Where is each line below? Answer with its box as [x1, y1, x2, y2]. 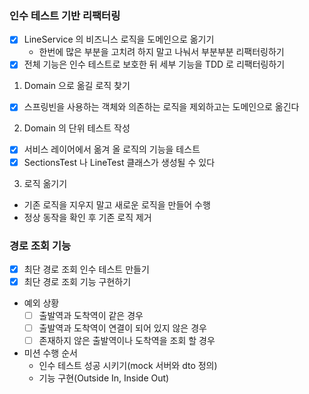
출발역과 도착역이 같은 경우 [38, 310, 144, 322]
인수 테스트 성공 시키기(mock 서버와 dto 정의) [38, 360, 218, 372]
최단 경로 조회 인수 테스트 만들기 [23, 263, 150, 275]
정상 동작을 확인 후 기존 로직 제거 [23, 211, 152, 223]
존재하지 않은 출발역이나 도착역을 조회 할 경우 [38, 335, 216, 347]
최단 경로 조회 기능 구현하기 [23, 275, 132, 287]
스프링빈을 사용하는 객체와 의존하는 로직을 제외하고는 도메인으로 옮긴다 [23, 101, 300, 113]
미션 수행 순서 [23, 347, 78, 359]
